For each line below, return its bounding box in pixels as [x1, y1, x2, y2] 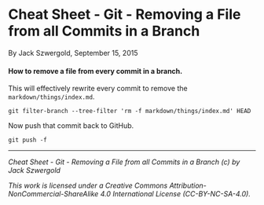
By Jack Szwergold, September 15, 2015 [8, 48, 138, 57]
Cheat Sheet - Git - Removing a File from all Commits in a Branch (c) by [8, 157, 240, 167]
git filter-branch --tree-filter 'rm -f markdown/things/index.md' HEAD [8, 108, 251, 115]
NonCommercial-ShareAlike [8, 189, 99, 199]
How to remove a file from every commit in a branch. [8, 66, 183, 75]
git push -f [8, 136, 47, 145]
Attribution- [169, 181, 207, 190]
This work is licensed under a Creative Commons [8, 181, 168, 190]
